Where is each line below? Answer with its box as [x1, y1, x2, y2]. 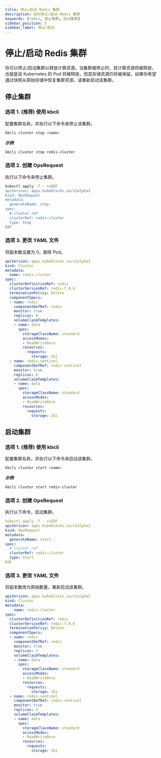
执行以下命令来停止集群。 [5, 174, 57, 180]
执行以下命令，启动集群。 [5, 509, 57, 515]
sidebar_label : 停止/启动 [5, 25, 55, 30]
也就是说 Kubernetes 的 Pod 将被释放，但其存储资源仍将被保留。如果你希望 [5, 71, 157, 77]
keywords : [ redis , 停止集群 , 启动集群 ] [5, 16, 80, 21]
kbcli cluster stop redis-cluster [5, 149, 76, 154]
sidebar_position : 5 [5, 20, 47, 26]
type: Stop [9, 220, 32, 225]
